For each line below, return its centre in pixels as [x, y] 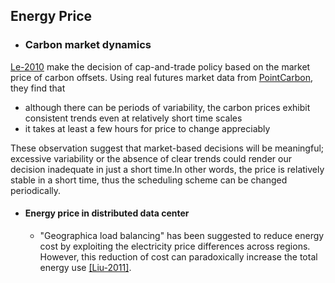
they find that [38, 88]
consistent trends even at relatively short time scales [133, 118]
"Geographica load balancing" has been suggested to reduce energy [182, 235]
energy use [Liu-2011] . [85, 267]
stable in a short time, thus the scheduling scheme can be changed [149, 180]
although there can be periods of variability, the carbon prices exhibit [167, 107]
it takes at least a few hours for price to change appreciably [147, 128]
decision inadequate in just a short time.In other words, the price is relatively [167, 169]
